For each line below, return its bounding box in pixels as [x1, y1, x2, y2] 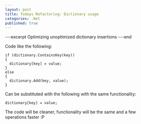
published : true [5, 20, 38, 26]
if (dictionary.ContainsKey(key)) [5, 53, 75, 58]
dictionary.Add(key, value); [9, 78, 69, 83]
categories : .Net [5, 16, 40, 21]
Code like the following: [5, 43, 53, 49]
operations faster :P [5, 114, 45, 120]
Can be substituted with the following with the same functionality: [5, 91, 136, 97]
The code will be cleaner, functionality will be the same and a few [5, 109, 136, 115]
